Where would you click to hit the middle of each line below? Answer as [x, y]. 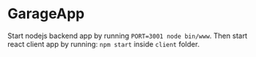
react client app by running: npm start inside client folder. [104, 44]
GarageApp [46, 14]
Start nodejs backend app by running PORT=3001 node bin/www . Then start [128, 36]
